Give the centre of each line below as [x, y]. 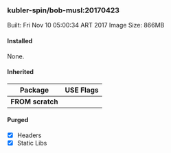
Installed [20, 40]
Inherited [21, 72]
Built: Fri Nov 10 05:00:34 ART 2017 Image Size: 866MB [86, 25]
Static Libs [32, 143]
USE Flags [82, 90]
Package [34, 90]
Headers [29, 135]
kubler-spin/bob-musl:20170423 [64, 10]
